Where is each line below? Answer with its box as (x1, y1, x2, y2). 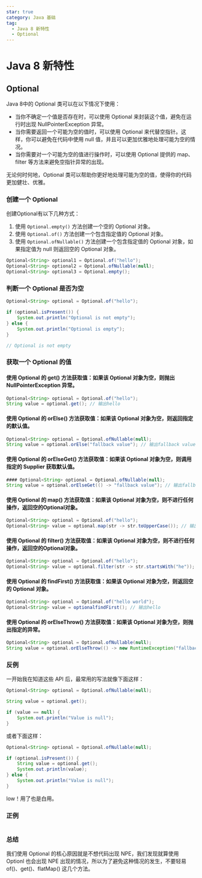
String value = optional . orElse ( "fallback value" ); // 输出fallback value (6, 442, 196, 448)
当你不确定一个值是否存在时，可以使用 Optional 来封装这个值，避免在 (14, 113, 186, 121)
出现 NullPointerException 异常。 (25, 121, 107, 128)
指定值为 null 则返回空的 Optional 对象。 (20, 246, 120, 253)
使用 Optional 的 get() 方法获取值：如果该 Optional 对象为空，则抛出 (6, 374, 176, 381)
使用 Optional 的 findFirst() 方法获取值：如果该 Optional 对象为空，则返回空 (6, 577, 194, 585)
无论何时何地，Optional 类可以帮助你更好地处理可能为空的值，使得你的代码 (6, 171, 192, 179)
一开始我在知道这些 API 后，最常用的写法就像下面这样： (6, 675, 144, 682)
